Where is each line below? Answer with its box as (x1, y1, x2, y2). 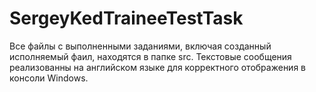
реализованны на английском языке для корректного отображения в (9, 61, 306, 73)
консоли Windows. (9, 72, 89, 84)
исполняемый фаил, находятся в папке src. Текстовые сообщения (9, 50, 292, 62)
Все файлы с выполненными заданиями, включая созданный (9, 40, 272, 52)
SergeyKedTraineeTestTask (9, 7, 244, 30)
